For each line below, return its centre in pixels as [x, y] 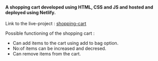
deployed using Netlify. [31, 12]
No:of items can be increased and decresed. [59, 48]
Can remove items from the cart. [47, 54]
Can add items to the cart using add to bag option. [65, 43]
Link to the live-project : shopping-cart [46, 24]
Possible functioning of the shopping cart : [50, 33]
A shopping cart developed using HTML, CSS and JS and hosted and [79, 7]
